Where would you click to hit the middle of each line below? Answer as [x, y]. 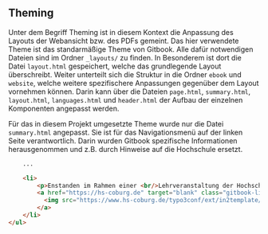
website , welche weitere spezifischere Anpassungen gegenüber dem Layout [134, 83]
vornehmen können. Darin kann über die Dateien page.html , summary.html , [130, 92]
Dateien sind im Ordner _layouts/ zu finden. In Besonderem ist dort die [125, 57]
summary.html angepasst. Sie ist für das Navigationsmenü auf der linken [126, 132]
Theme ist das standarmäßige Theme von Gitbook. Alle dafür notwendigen [131, 49]
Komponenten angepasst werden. [64, 108]
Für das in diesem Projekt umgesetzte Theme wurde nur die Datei [116, 123]
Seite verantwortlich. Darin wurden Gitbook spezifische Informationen [123, 140]
